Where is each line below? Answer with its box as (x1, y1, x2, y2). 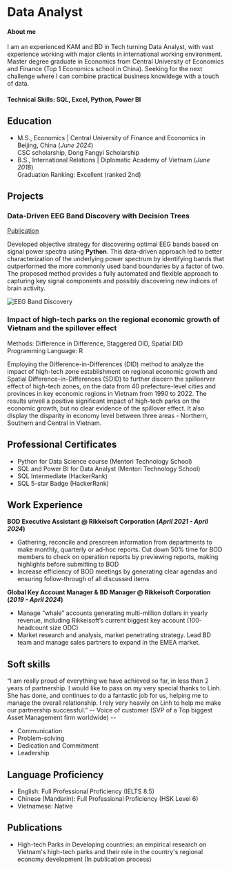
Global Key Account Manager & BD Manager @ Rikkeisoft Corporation (7, 588, 211, 596)
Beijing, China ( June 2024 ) (17, 141, 94, 149)
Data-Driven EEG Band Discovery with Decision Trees (7, 211, 190, 221)
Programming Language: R (7, 346, 83, 354)
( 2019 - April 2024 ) (7, 596, 63, 604)
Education (7, 115, 52, 127)
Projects (7, 191, 44, 202)
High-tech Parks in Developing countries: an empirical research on (17, 840, 207, 849)
